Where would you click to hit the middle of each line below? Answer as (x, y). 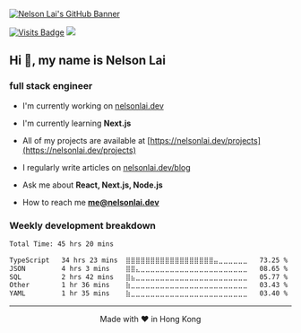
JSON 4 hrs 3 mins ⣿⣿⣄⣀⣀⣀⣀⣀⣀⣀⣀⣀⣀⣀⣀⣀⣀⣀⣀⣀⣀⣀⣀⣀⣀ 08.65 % (149, 268)
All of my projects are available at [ (86, 140)
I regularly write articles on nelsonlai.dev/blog (106, 167)
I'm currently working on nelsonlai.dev (93, 105)
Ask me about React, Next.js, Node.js (92, 185)
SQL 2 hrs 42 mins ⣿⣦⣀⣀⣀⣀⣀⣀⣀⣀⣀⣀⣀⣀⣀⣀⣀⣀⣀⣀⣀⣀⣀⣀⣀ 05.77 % (149, 277)
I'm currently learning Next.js (77, 123)
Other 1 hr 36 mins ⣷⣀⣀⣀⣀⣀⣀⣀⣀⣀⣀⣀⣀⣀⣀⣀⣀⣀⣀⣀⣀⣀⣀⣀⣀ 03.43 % (149, 285)
